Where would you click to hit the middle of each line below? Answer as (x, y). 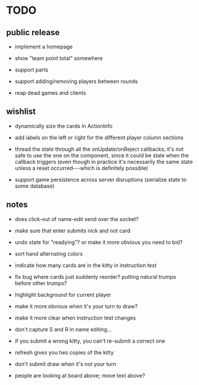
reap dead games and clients (50, 93)
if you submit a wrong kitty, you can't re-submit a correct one (90, 341)
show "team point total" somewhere (59, 58)
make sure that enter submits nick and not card (72, 231)
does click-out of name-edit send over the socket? (77, 219)
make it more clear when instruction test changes (75, 318)
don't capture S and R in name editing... (63, 329)
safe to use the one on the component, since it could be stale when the (102, 155)
